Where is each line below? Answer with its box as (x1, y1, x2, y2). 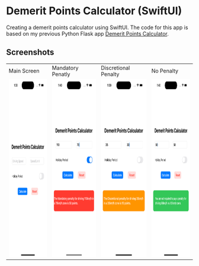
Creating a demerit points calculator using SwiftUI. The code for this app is (6, 24, 188, 31)
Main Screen (8, 67, 40, 74)
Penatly (52, 70, 70, 78)
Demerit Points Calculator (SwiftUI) (6, 4, 182, 18)
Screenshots (6, 47, 54, 58)
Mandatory (52, 64, 79, 71)
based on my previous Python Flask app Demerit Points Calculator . (6, 30, 169, 37)
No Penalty (151, 67, 179, 74)
